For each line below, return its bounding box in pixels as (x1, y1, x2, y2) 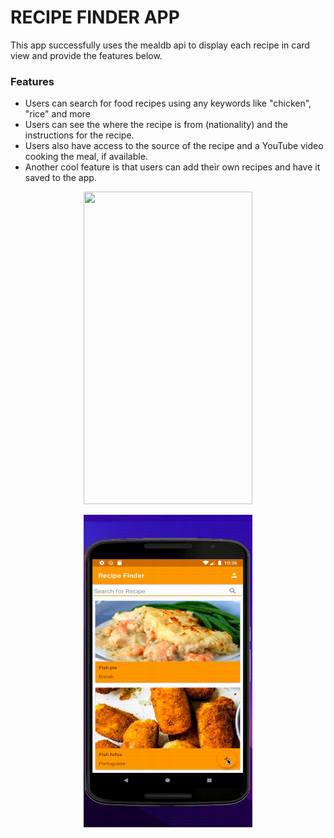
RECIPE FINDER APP (10, 6, 180, 29)
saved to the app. (24, 172, 97, 184)
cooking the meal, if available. (24, 151, 148, 163)
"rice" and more (24, 108, 92, 120)
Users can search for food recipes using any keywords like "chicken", (24, 97, 312, 110)
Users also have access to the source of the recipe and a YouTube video (24, 140, 324, 152)
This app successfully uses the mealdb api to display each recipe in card (10, 39, 310, 51)
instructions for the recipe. (24, 129, 135, 141)
